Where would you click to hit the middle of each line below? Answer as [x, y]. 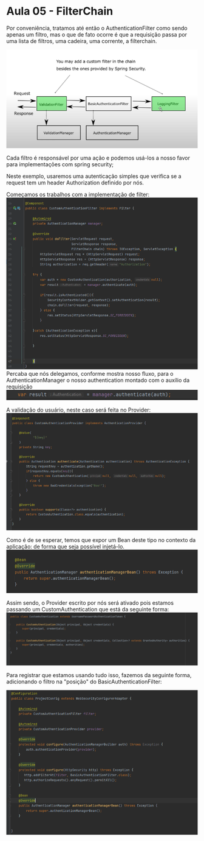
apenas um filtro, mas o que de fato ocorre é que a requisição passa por [97, 34]
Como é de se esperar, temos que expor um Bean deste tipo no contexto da [101, 540]
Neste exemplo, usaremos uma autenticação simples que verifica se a [94, 176]
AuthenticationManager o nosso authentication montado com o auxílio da [98, 380]
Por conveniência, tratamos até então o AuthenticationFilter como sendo [97, 28]
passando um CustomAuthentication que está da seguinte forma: [88, 610]
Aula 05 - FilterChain [60, 11]
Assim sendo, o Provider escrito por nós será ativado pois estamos [90, 603]
